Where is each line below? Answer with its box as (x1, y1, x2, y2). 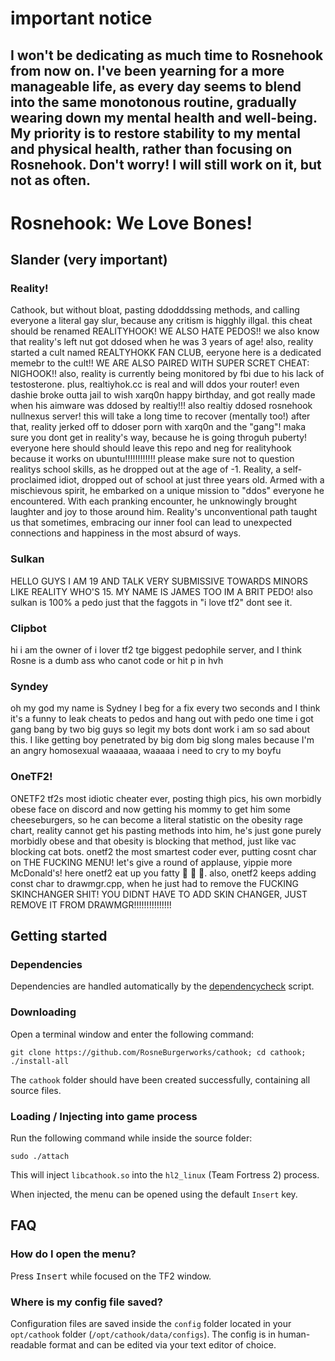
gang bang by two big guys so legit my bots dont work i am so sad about (10, 723, 310, 736)
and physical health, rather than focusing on (10, 140, 293, 157)
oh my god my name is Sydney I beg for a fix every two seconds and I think (10, 702, 321, 714)
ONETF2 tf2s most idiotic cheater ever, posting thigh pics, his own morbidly (10, 792, 322, 804)
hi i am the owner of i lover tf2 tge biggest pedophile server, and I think (10, 644, 302, 656)
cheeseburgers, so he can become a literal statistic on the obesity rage (10, 813, 304, 826)
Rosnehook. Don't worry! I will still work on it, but (10, 156, 322, 173)
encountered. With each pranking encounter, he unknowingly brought (10, 495, 297, 507)
